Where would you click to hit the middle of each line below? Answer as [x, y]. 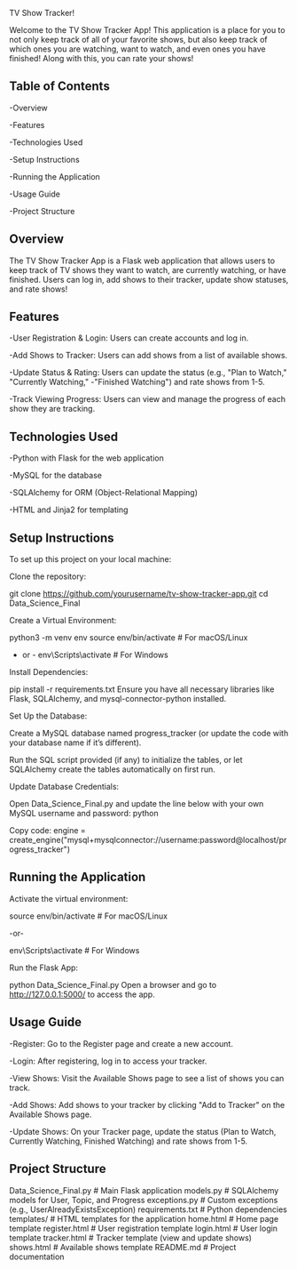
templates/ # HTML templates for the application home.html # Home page [144, 1218]
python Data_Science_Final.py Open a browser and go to [113, 984]
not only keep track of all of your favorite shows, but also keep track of [138, 40]
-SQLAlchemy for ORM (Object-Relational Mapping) [103, 493]
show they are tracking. [52, 409]
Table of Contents [60, 87]
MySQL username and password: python [84, 814]
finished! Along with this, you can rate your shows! [102, 58]
